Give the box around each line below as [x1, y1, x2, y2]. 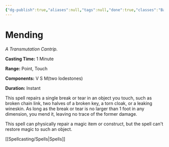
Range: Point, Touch [5, 65, 48, 71]
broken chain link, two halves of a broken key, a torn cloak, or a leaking [5, 100, 152, 106]
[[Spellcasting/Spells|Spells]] [5, 136, 65, 142]
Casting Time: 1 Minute [5, 56, 54, 62]
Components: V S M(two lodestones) [5, 75, 83, 81]
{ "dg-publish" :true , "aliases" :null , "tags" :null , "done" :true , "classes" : [5, 7, 158, 13]
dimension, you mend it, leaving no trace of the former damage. [5, 111, 137, 117]
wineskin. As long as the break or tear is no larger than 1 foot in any [5, 106, 145, 112]
